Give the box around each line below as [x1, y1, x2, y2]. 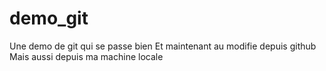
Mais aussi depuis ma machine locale [9, 50, 164, 62]
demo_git [9, 7, 89, 30]
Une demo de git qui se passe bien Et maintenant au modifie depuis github [9, 40, 317, 52]
